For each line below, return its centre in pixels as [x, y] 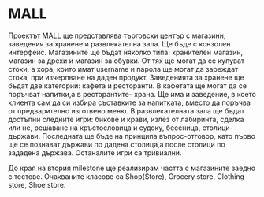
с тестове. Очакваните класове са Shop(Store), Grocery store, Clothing [126, 176]
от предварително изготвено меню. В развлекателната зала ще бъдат [126, 110]
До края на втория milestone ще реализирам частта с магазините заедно [132, 168]
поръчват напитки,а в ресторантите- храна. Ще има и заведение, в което [132, 94]
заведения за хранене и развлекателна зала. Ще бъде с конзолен [119, 43]
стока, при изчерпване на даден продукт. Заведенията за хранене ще [126, 77]
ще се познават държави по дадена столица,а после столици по [117, 144]
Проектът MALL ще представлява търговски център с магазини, [117, 35]
